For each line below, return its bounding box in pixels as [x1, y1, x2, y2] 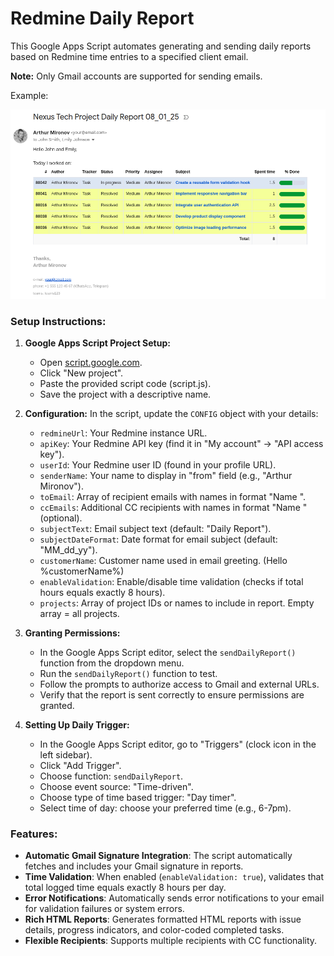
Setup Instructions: [10, 314, 107, 328]
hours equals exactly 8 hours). [39, 587, 166, 599]
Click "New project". [39, 367, 124, 379]
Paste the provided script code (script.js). [39, 378, 212, 390]
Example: [10, 89, 49, 101]
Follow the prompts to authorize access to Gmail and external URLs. [39, 678, 320, 691]
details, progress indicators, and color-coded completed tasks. [24, 924, 285, 936]
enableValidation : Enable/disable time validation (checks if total [39, 576, 304, 588]
